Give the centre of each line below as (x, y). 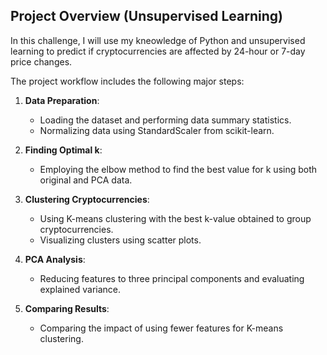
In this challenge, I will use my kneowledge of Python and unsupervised (158, 40)
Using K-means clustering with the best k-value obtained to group (175, 218)
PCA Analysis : (55, 259)
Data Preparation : (62, 100)
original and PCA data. (86, 180)
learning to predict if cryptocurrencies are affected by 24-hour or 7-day (158, 51)
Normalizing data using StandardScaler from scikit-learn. (157, 130)
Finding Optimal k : (63, 150)
